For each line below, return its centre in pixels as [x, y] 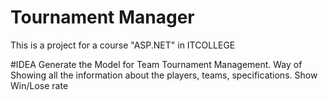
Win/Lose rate [39, 85]
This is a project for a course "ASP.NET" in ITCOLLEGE [123, 45]
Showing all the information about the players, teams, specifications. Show [164, 75]
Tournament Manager [102, 17]
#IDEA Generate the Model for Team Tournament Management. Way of [156, 64]
